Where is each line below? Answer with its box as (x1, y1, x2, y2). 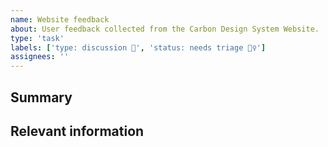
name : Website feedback (10, 14, 110, 25)
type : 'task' (10, 33, 65, 43)
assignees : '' (10, 52, 70, 62)
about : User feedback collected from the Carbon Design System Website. (10, 24, 320, 34)
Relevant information (10, 122, 145, 140)
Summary (10, 89, 73, 106)
